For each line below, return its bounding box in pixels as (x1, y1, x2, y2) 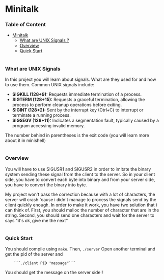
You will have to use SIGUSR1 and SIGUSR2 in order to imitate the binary (5, 166, 151, 172)
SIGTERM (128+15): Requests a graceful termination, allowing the (12, 97, 145, 103)
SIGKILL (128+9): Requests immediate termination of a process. (12, 91, 142, 97)
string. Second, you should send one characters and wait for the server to (5, 212, 155, 218)
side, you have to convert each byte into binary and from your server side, (5, 176, 155, 182)
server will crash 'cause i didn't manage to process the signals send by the (5, 196, 157, 203)
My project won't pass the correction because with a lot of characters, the (5, 191, 156, 197)
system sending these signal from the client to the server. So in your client (5, 171, 155, 177)
